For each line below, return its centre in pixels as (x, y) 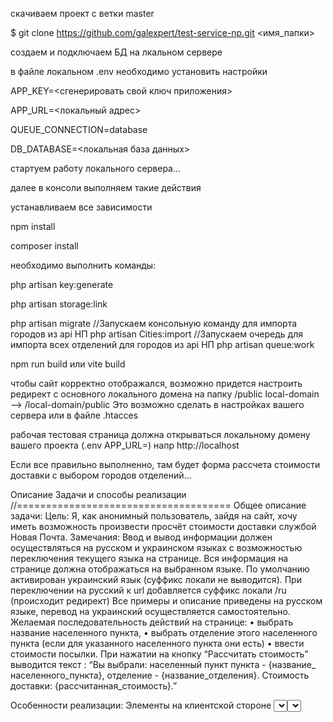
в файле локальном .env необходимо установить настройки (139, 71)
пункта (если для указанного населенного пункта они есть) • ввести (157, 643)
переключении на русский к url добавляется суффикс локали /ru (148, 590)
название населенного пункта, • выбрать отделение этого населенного (164, 632)
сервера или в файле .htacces (74, 415)
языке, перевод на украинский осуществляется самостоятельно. (150, 611)
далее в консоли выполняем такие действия (106, 187)
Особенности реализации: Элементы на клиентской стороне (141, 705)
